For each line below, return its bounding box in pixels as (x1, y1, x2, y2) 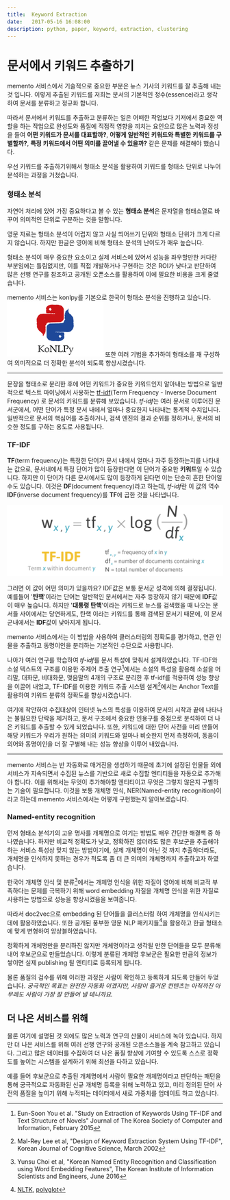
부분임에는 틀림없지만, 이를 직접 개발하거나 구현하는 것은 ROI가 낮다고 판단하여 (7, 261, 216, 270)
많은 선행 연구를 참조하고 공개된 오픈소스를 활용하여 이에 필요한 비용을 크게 (7, 270, 207, 278)
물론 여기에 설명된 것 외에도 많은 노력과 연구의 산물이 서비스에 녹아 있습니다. (7, 1032, 210, 1040)
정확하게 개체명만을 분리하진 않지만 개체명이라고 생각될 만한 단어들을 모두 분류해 (7, 942, 221, 950)
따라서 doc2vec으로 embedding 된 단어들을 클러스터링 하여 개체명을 (7, 910, 192, 918)
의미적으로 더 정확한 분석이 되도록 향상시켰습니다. (14, 358, 146, 366)
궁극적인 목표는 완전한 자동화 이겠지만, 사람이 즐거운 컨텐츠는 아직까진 (27, 982, 214, 990)
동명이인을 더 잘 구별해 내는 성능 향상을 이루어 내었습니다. (25, 740, 179, 748)
